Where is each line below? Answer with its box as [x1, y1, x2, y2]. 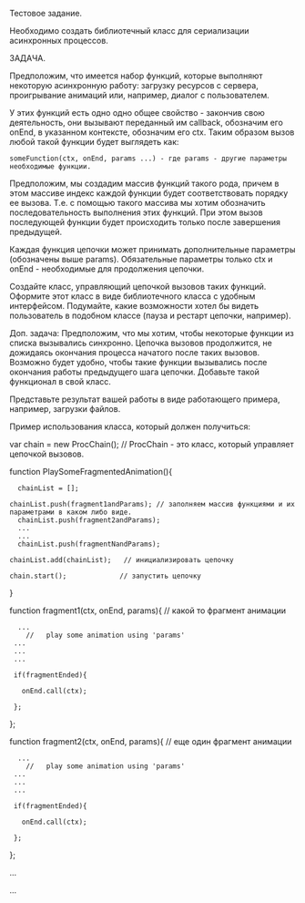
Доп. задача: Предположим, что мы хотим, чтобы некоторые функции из [9, 328, 294, 338]
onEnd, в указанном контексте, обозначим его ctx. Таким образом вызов [9, 127, 295, 138]
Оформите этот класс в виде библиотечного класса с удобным [9, 291, 256, 302]
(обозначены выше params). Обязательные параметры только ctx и [9, 254, 273, 264]
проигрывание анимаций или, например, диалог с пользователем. [9, 90, 270, 100]
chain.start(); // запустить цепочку [9, 571, 202, 580]
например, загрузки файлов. [9, 404, 121, 414]
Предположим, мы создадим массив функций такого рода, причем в [9, 178, 280, 189]
